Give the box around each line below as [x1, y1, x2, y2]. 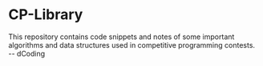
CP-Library [8, 6, 83, 24]
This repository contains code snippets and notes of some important [8, 32, 235, 41]
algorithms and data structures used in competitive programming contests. [8, 40, 255, 49]
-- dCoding [8, 49, 46, 58]
